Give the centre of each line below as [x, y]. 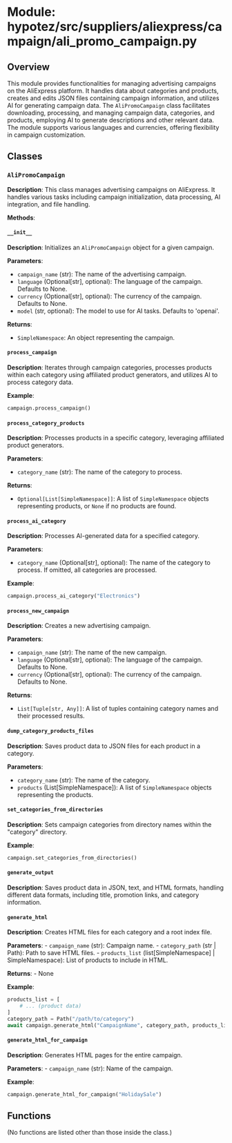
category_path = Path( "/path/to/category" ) [71, 1019]
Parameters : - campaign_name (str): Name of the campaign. [90, 1068]
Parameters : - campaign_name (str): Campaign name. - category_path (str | [112, 945]
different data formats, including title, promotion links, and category [103, 894]
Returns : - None [30, 974]
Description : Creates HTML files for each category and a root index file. [110, 932]
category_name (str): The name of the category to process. [100, 472]
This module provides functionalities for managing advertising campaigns [112, 83]
